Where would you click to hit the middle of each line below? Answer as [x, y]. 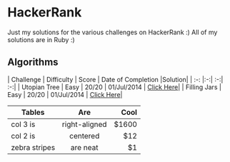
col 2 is [23, 136]
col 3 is [23, 124]
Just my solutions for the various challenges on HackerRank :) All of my [112, 32]
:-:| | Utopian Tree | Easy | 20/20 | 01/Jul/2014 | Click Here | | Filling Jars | [114, 87]
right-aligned [84, 124]
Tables [33, 112]
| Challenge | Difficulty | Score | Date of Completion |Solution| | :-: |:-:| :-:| [115, 79]
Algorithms [33, 62]
